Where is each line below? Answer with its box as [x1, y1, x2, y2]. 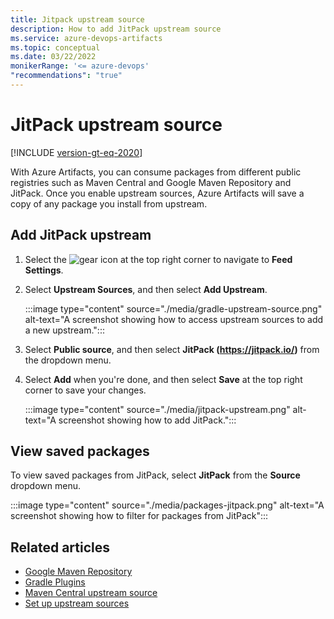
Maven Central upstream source [24, 587, 158, 599]
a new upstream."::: [24, 324, 105, 336]
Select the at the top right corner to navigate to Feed [24, 253, 293, 265]
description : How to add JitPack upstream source [10, 24, 222, 34]
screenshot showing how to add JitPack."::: [58, 414, 237, 426]
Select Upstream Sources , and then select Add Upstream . [24, 283, 268, 295]
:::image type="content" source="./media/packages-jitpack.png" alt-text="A [10, 499, 325, 511]
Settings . [24, 264, 64, 276]
